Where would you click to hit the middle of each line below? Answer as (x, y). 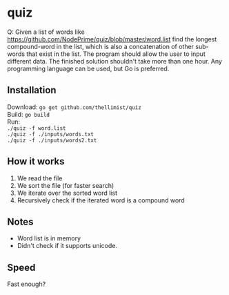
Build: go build (29, 114)
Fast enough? (27, 284)
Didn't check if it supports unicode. (67, 246)
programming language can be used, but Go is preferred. (88, 68)
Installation (32, 90)
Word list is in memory (49, 238)
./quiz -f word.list (37, 128)
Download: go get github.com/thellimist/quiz (74, 107)
